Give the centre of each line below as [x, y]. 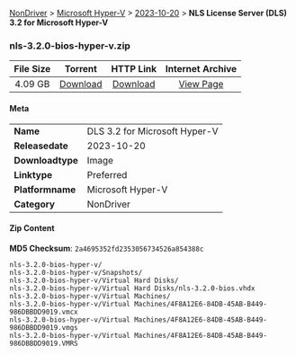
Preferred [107, 174]
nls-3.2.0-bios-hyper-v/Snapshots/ [76, 272]
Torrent [81, 69]
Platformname [45, 190]
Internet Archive [201, 69]
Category [35, 204]
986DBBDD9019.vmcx [44, 312]
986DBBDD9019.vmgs [44, 327]
